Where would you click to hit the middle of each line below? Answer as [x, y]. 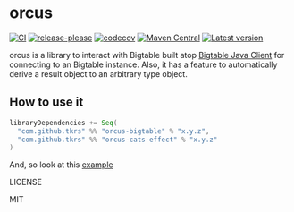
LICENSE [26, 182]
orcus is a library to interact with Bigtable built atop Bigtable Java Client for [147, 55]
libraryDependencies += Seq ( [63, 123]
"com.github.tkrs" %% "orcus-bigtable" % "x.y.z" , [113, 131]
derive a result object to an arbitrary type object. [98, 73]
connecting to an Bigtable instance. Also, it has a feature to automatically [143, 64]
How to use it [46, 102]
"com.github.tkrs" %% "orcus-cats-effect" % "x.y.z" [118, 140]
